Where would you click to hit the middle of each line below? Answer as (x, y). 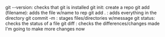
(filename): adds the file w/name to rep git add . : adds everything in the (81, 13)
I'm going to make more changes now (45, 29)
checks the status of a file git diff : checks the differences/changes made (82, 23)
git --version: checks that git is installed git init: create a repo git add (77, 7)
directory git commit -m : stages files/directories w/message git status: (80, 18)
